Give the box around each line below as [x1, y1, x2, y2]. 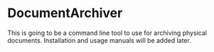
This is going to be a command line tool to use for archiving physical [7, 28, 208, 37]
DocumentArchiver [7, 5, 123, 21]
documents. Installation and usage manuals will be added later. [7, 36, 192, 44]
